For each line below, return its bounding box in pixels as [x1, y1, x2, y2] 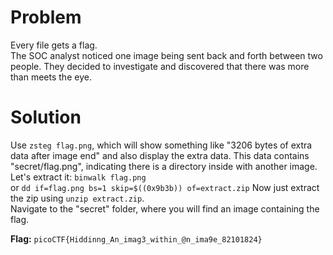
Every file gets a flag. [10, 39, 98, 51]
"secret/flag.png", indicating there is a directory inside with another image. [10, 160, 318, 172]
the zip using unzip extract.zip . [10, 192, 145, 204]
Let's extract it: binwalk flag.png [10, 171, 147, 183]
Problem [10, 6, 82, 29]
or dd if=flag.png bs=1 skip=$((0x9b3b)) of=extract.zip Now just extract [10, 181, 320, 193]
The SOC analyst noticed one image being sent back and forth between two [10, 49, 323, 61]
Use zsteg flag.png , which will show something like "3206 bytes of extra [10, 139, 313, 151]
